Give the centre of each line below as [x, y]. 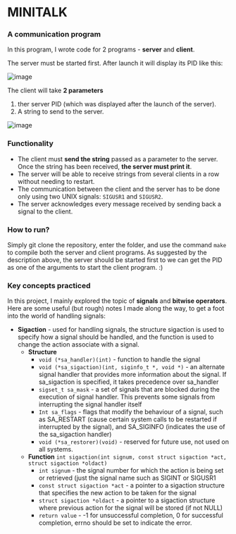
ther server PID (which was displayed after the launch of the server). [117, 104]
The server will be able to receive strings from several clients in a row [118, 174]
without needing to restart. [56, 181]
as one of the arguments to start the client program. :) [85, 268]
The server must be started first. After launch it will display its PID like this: [115, 63]
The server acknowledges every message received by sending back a [119, 204]
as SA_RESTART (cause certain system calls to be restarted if [128, 419]
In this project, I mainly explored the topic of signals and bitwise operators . [117, 301]
